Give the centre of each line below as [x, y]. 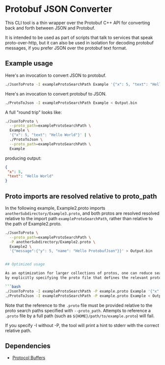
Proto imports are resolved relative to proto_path [81, 196]
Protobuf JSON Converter [59, 9]
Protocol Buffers [29, 358]
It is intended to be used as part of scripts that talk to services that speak [79, 37]
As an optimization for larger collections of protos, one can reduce [79, 273]
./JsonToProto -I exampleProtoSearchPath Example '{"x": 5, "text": [77, 84]
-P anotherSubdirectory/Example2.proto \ [53, 242]
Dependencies [28, 346]
